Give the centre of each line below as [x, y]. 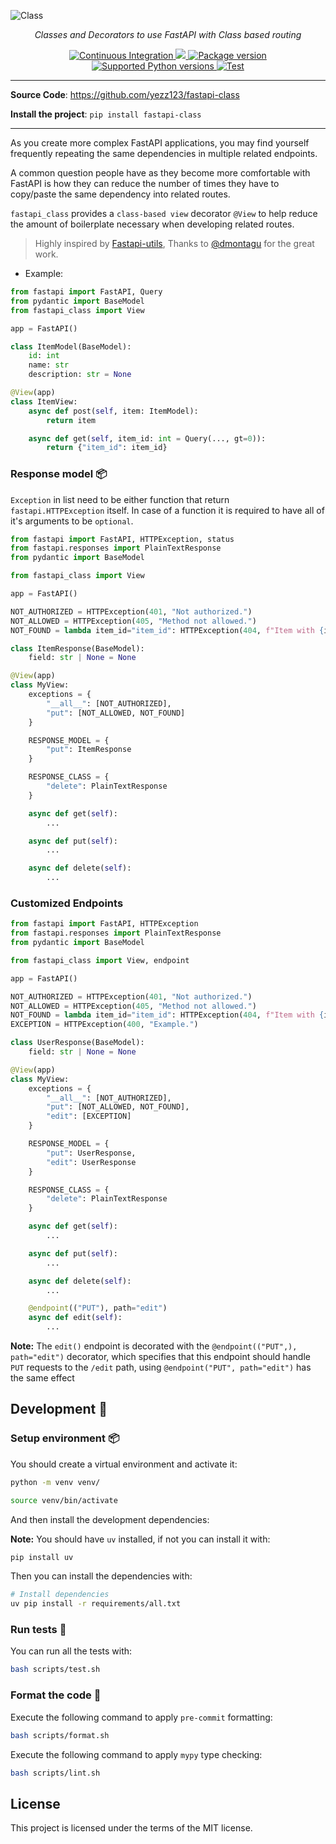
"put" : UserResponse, [91, 1153]
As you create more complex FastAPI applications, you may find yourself [160, 143]
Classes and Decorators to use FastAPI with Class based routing [168, 34]
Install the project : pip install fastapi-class [106, 114]
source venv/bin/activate [64, 1500]
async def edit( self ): [75, 1318]
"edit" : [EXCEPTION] [89, 1116]
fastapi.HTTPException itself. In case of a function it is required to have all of [167, 510]
